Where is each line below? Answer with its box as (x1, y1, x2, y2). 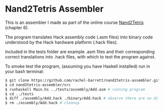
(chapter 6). (5, 24, 29, 30)
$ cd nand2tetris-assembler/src (5, 82, 71, 87)
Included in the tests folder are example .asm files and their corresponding (5, 49, 155, 55)
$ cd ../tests (5, 92, 34, 96)
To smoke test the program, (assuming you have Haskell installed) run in (5, 63, 150, 69)
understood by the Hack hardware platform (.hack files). (5, 39, 118, 45)
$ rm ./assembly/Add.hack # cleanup (5, 101, 80, 106)
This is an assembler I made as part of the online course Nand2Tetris (5, 19, 144, 25)
